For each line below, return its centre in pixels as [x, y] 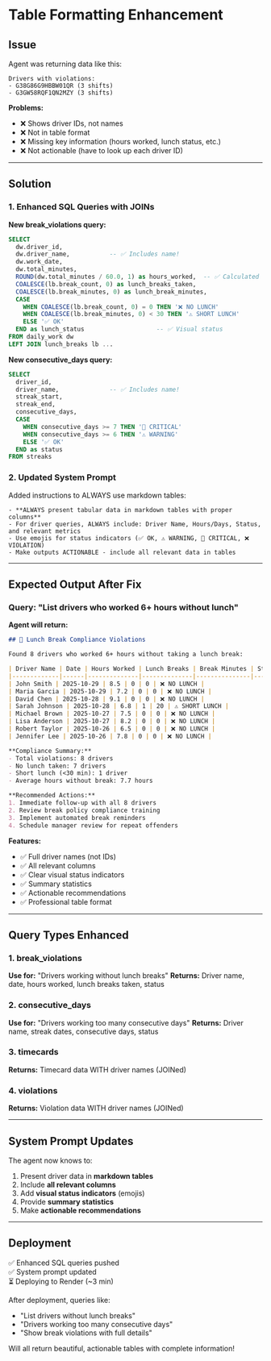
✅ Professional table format [66, 901]
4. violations [33, 1090]
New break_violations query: [57, 224]
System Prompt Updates [71, 1141]
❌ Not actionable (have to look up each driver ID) [102, 150]
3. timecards [33, 1052]
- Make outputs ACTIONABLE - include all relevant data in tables [122, 552]
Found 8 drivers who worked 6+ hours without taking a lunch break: [126, 655]
